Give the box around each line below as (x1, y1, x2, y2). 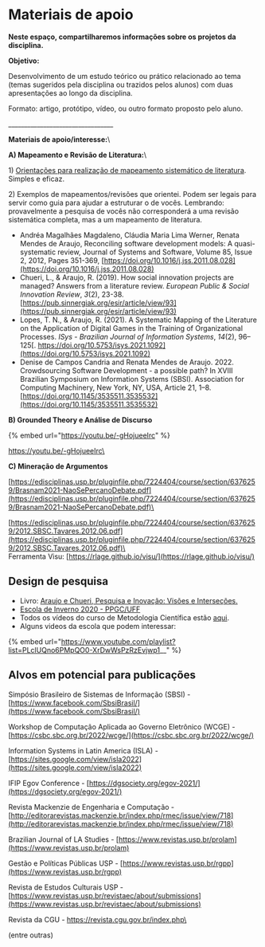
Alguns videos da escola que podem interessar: (19, 621, 177, 631)
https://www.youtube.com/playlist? (60, 636, 177, 646)
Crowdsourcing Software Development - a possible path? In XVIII (19, 365, 233, 375)
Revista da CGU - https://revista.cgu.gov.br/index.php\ (8, 914, 187, 924)
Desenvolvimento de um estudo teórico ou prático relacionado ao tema (8, 71, 241, 81)
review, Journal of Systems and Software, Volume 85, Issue (57, 247, 253, 257)
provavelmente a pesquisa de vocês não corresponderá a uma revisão (8, 206, 240, 216)
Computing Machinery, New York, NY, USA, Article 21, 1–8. (19, 383, 212, 392)
